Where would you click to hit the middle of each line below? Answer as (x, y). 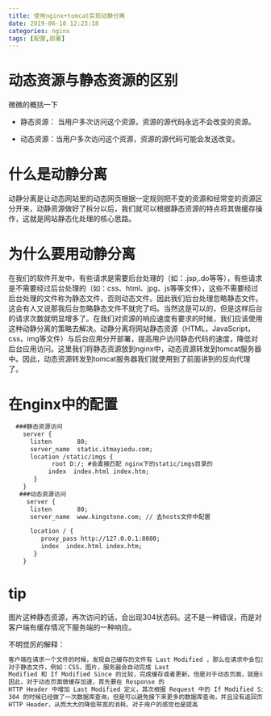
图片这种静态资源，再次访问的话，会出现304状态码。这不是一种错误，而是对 (135, 617)
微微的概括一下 (33, 105)
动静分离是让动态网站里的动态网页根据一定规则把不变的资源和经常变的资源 (132, 199)
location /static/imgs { (71, 457)
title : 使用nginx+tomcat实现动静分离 (67, 16)
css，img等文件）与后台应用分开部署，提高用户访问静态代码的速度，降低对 (133, 339)
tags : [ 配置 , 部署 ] (37, 38)
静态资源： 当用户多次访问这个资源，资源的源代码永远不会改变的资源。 (138, 122)
